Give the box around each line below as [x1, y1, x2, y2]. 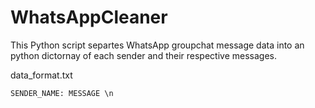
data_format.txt [10, 69, 73, 81]
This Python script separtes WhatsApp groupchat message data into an [10, 39, 305, 51]
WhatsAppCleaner [10, 6, 168, 29]
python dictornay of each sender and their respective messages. [10, 49, 277, 61]
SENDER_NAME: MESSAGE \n [10, 88, 114, 98]
